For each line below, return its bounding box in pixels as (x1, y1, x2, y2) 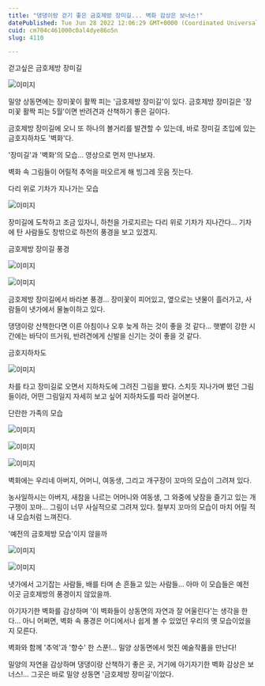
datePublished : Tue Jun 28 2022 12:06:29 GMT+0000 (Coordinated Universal (8, 19, 259, 27)
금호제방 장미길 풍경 (8, 244, 69, 254)
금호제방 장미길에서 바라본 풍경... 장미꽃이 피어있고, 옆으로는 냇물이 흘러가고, (8, 294, 244, 305)
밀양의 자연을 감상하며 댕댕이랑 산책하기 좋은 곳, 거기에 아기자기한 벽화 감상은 (8, 660, 246, 669)
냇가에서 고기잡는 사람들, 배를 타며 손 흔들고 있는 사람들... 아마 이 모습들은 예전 (8, 579, 250, 589)
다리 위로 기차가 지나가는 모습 (8, 184, 99, 194)
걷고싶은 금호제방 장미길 (8, 63, 83, 73)
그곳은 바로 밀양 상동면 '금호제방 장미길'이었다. (30, 669, 174, 679)
